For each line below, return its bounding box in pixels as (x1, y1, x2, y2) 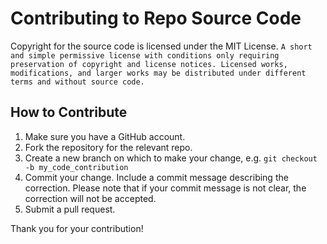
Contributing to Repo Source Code (10, 7, 302, 30)
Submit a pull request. (24, 203, 116, 215)
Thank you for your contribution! (10, 222, 144, 234)
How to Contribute (10, 104, 128, 121)
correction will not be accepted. (24, 192, 157, 204)
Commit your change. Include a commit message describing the (24, 171, 289, 183)
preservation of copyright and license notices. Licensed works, (10, 59, 288, 69)
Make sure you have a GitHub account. (24, 130, 186, 142)
